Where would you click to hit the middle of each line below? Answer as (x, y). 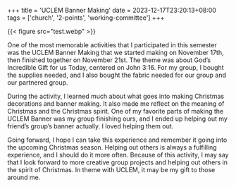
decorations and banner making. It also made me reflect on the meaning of (116, 104)
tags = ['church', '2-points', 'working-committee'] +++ (86, 18)
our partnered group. (38, 83)
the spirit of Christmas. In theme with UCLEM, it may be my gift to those (111, 170)
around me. (24, 177)
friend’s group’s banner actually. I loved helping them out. (91, 126)
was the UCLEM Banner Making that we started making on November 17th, (116, 53)
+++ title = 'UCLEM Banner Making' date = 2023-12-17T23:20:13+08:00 (112, 10)
